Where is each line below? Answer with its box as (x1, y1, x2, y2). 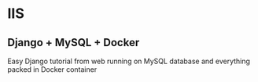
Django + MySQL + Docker (7, 36, 140, 49)
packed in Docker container (7, 65, 98, 74)
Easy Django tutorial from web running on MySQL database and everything (7, 56, 251, 66)
